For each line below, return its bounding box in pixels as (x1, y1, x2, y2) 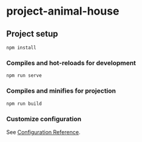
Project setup (6, 29, 59, 39)
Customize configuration (6, 115, 82, 123)
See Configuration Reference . (6, 128, 81, 135)
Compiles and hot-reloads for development (6, 59, 137, 67)
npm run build (6, 101, 42, 107)
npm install (6, 44, 36, 51)
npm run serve (6, 73, 42, 79)
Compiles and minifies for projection (6, 87, 117, 95)
